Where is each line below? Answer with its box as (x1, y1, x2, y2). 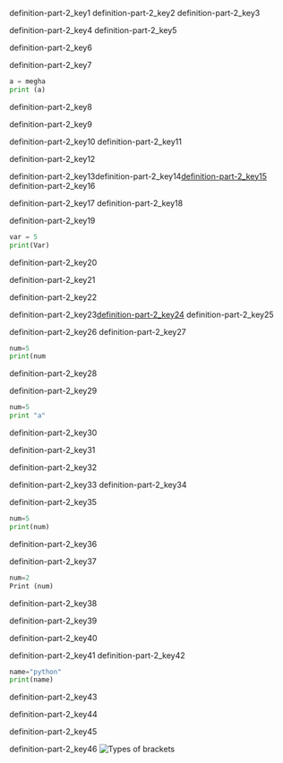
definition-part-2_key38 (9, 597, 98, 608)
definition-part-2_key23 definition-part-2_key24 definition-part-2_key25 (9, 309, 275, 320)
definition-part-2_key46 (9, 743, 98, 755)
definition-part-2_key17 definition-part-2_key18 (9, 197, 184, 209)
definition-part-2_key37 (9, 555, 97, 567)
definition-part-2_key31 (9, 445, 96, 455)
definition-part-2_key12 (9, 153, 96, 164)
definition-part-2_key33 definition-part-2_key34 (9, 479, 187, 490)
